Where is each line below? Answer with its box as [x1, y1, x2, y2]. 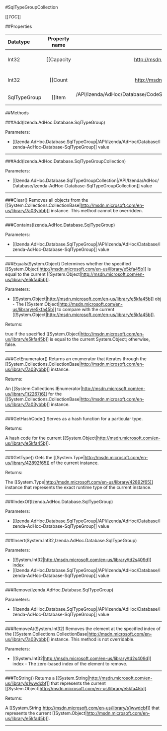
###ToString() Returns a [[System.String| [5, 675, 89, 681]
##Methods [5, 110, 29, 116]
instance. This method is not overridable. [51, 636, 135, 642]
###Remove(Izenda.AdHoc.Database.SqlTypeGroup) [5, 587, 114, 593]
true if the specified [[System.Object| [5, 331, 81, 337]
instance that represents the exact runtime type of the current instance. [5, 485, 152, 490]
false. [5, 341, 16, 347]
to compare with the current [57, 307, 115, 312]
